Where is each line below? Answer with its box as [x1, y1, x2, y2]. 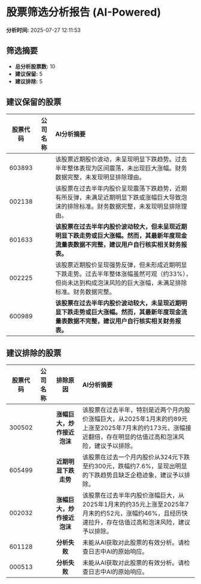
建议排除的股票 [6, 348, 62, 358]
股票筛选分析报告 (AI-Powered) [6, 5, 162, 19]
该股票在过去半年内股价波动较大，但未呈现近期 [55, 222, 187, 231]
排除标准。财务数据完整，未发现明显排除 [67, 202, 181, 210]
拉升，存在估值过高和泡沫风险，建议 [88, 518, 190, 526]
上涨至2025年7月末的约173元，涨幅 [82, 424, 185, 432]
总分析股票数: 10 [14, 62, 56, 70]
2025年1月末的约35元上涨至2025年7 [82, 500, 190, 508]
